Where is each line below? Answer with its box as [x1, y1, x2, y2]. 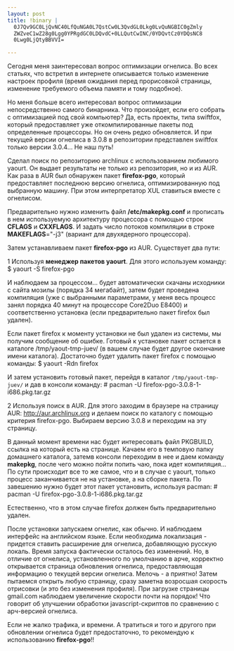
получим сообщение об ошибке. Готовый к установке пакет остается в [7, 337, 221, 346]
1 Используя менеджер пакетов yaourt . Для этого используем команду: [7, 258, 227, 266]
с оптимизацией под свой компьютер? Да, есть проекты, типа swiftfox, [7, 113, 222, 122]
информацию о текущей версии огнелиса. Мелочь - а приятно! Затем [7, 569, 218, 578]
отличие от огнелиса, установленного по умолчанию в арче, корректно [7, 555, 223, 563]
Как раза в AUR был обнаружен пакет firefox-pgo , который [7, 172, 186, 180]
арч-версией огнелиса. [7, 607, 78, 616]
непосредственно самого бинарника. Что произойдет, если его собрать [7, 106, 225, 114]
